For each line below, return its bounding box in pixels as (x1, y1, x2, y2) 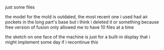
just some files (5, 4, 35, 10)
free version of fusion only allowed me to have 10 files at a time (5, 24, 134, 30)
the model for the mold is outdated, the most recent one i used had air (5, 14, 148, 19)
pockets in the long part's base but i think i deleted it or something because (5, 19, 160, 25)
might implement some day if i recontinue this (5, 39, 99, 45)
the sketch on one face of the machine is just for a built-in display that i (5, 34, 150, 40)
